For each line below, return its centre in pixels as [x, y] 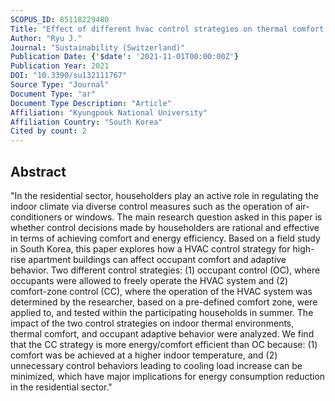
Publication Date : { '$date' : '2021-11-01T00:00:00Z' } [125, 57]
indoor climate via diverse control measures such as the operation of [152, 206]
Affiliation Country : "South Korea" [86, 122]
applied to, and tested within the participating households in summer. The [162, 312]
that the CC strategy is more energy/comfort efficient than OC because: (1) [164, 344]
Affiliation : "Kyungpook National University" [109, 112]
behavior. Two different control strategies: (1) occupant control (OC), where [165, 270]
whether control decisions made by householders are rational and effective [165, 227]
